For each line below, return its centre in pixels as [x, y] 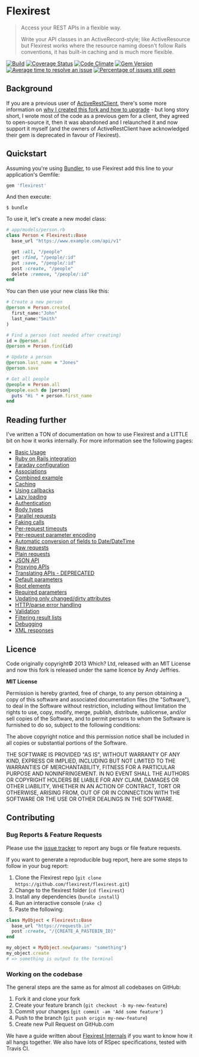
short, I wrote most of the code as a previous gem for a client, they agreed [98, 116]
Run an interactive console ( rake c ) [58, 903]
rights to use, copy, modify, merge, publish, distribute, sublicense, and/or [96, 712]
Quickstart [27, 154]
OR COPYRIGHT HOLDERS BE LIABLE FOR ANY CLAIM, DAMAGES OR [93, 780]
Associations [30, 472]
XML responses [34, 630]
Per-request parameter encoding [55, 535]
